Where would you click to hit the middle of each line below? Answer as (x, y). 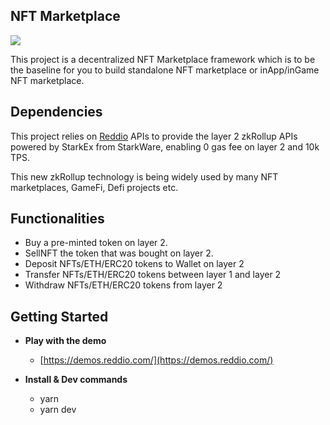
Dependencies (56, 112)
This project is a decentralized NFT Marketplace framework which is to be (163, 59)
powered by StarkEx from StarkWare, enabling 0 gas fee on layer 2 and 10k (165, 146)
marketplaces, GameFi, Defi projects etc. (94, 187)
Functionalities (57, 219)
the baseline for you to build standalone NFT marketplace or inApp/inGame (165, 70)
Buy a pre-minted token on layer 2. (96, 243)
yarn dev (58, 410)
